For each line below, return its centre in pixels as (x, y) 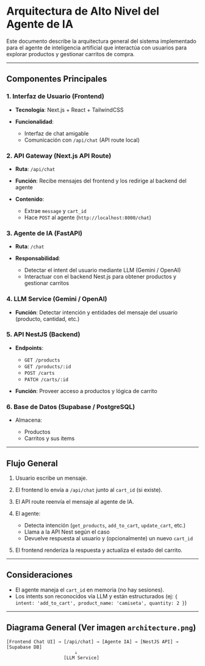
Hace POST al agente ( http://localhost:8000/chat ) (88, 217)
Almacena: (29, 420)
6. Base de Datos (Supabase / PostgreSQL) (71, 407)
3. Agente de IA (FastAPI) (44, 233)
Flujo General (32, 463)
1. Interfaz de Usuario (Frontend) (56, 96)
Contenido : (30, 199)
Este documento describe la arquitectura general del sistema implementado (102, 41)
